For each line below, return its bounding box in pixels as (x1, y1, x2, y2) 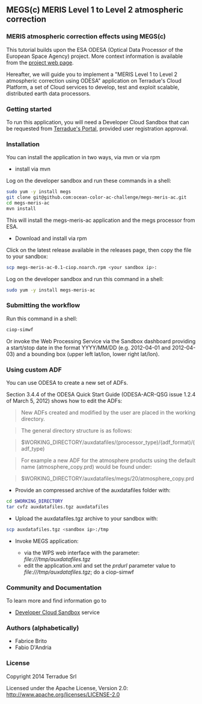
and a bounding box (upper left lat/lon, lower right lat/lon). (16, 350, 160, 358)
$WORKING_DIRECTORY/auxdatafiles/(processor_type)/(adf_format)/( (20, 439, 195, 446)
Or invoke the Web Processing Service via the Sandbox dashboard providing (6, 337, 196, 344)
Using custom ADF (6, 365, 62, 373)
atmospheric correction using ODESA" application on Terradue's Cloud (6, 77, 182, 84)
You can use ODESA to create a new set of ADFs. (6, 379, 128, 386)
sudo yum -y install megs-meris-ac (6, 287, 96, 293)
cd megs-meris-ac (6, 200, 50, 206)
